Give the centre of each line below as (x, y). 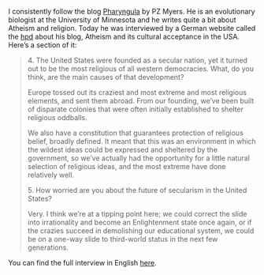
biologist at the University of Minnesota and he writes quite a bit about (122, 20)
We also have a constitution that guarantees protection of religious (136, 133)
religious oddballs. (58, 117)
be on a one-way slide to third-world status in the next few (123, 239)
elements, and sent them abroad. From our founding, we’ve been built (141, 101)
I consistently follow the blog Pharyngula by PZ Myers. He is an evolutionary (132, 11)
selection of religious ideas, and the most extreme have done (126, 166)
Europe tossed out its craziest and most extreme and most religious (137, 92)
